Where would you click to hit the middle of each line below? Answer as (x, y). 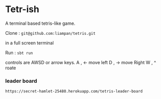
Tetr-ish (22, 9)
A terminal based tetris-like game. (40, 23)
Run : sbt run (19, 53)
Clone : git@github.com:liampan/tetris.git (50, 33)
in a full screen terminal (29, 43)
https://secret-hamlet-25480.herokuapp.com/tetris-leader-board (74, 91)
